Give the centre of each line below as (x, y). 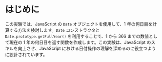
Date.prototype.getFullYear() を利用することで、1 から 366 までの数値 (77, 36)
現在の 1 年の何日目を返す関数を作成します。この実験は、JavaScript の (80, 42)
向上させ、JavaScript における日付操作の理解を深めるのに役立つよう (87, 48)
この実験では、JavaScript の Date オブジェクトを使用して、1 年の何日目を (79, 24)
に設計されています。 (26, 54)
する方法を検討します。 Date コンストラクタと (54, 30)
